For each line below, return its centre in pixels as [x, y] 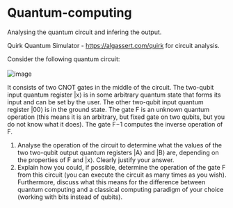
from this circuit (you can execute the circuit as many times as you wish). [122, 175]
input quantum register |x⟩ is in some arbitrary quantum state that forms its [114, 95]
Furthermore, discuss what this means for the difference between [111, 182]
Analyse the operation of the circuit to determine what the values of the [120, 145]
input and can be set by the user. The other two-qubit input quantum [105, 102]
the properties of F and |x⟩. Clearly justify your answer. [96, 160]
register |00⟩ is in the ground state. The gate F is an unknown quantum [109, 109]
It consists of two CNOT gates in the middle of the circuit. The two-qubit [111, 87]
